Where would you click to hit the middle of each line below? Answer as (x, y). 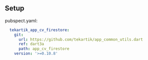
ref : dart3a (31, 44)
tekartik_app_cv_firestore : (40, 30)
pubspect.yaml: (21, 20)
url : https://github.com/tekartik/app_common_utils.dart (81, 39)
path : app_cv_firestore (44, 49)
